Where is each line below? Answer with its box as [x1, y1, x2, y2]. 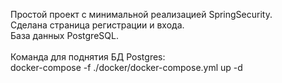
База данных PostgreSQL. [10, 30, 119, 41]
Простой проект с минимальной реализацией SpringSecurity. [10, 9, 273, 20]
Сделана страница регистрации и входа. [10, 19, 185, 31]
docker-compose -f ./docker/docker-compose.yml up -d [10, 62, 243, 73]
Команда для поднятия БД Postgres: [10, 51, 166, 63]
